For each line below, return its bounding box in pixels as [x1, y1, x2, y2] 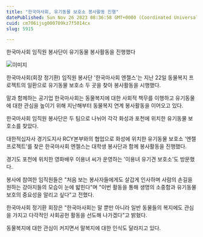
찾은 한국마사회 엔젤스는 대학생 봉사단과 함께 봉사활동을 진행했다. [33, 143, 187, 150]
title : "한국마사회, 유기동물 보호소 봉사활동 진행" [6, 8, 119, 15]
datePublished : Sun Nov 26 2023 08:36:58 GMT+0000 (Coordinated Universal [6, 15, 199, 21]
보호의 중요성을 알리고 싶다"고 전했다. [6, 191, 95, 198]
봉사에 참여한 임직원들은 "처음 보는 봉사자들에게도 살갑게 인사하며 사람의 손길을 [6, 176, 193, 183]
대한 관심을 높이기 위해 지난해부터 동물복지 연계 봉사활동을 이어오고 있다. [12, 102, 184, 109]
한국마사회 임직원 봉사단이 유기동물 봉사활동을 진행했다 [6, 48, 136, 56]
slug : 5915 [6, 25, 34, 32]
